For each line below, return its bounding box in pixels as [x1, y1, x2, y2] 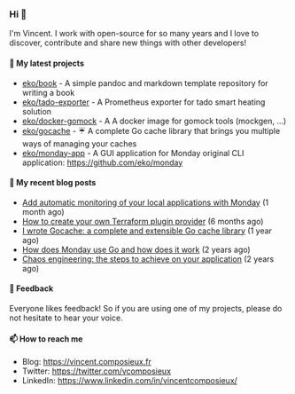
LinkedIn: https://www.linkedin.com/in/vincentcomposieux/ [21, 375, 237, 386]
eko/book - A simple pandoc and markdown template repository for [21, 77, 268, 88]
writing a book [21, 87, 75, 98]
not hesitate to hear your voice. [9, 312, 123, 323]
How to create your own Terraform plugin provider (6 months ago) [21, 216, 264, 226]
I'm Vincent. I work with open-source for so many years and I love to [9, 28, 260, 39]
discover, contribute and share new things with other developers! [9, 37, 247, 48]
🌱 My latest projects [9, 58, 84, 68]
